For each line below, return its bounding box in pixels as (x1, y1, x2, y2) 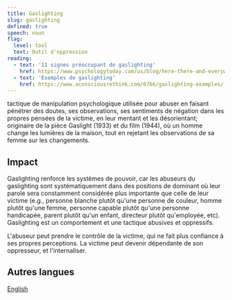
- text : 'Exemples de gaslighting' (13, 74, 116, 81)
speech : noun (7, 29, 45, 37)
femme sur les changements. (7, 136, 90, 145)
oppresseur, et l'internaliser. (7, 246, 87, 255)
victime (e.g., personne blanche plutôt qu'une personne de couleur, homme (7, 197, 222, 205)
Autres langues (7, 266, 75, 278)
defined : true (7, 23, 48, 30)
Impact (7, 156, 38, 168)
